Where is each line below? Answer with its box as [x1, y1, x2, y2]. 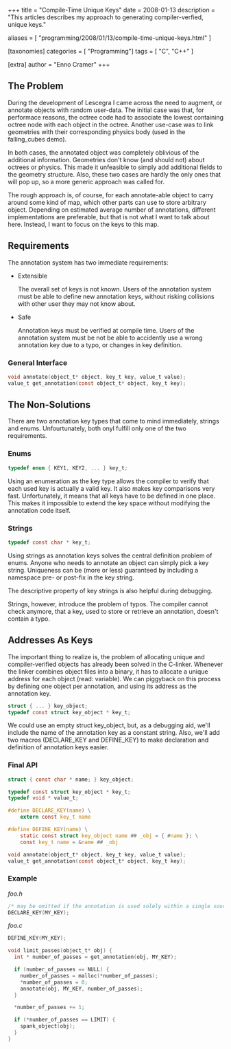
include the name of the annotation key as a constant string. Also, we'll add [8, 729, 220, 737]
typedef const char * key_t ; [8, 539, 91, 546]
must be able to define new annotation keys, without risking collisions [17, 292, 215, 300]
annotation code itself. [8, 506, 71, 514]
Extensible [17, 272, 47, 280]
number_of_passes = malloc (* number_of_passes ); [20, 972, 158, 979]
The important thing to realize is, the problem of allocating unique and [8, 652, 205, 661]
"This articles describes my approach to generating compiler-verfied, [8, 13, 204, 21]
